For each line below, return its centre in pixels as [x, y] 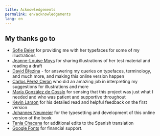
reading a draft [27, 66]
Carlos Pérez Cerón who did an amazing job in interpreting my [75, 82]
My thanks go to [30, 38]
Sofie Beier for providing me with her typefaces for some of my [76, 50]
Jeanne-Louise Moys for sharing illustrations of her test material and [81, 61]
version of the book [32, 118]
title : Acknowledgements [30, 10]
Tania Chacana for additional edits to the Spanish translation [73, 123]
